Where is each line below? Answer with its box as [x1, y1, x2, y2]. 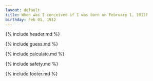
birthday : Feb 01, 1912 [5, 17, 56, 22]
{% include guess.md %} [5, 41, 58, 47]
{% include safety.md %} [5, 61, 59, 67]
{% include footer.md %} [5, 71, 58, 77]
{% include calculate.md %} [5, 51, 65, 57]
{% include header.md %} [5, 31, 60, 37]
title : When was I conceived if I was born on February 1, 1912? [5, 12, 148, 17]
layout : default [5, 7, 40, 13]
